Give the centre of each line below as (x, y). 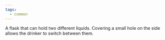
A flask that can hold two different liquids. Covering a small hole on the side (83, 28)
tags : (11, 10)
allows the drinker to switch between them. (49, 33)
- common (19, 14)
